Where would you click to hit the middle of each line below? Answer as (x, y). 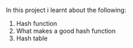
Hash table (32, 38)
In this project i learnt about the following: (66, 10)
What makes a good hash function (66, 31)
